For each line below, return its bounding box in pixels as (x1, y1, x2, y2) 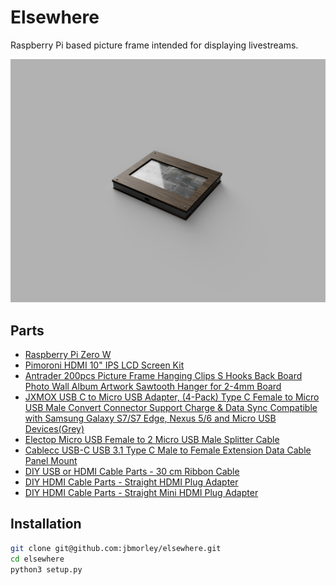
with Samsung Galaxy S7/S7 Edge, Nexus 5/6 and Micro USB (24, 412, 277, 425)
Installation (10, 516, 82, 533)
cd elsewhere (10, 554, 65, 564)
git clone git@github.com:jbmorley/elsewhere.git (10, 543, 222, 553)
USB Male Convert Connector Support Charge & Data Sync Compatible (24, 402, 318, 414)
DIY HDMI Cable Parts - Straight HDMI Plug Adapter (24, 476, 239, 488)
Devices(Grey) (24, 423, 85, 435)
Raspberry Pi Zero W (24, 349, 112, 361)
